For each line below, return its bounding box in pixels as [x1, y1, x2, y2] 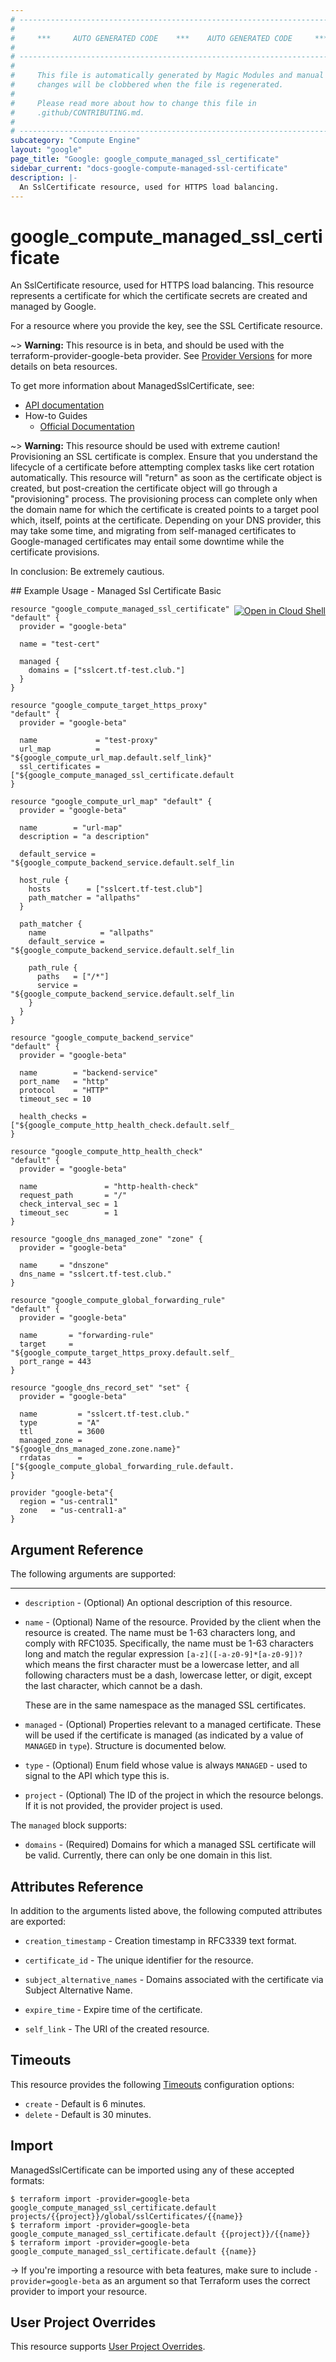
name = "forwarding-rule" [19, 1331, 155, 1341]
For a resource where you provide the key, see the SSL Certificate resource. [10, 320, 323, 332]
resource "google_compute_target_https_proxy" [10, 701, 208, 711]
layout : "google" [10, 145, 83, 155]
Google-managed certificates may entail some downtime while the [10, 536, 285, 548]
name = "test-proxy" [19, 736, 159, 746]
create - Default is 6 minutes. [24, 2097, 147, 2110]
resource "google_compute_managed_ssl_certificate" [10, 604, 230, 615]
